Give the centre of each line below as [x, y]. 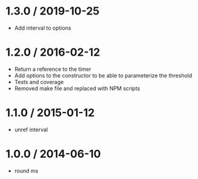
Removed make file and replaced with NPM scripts [77, 88]
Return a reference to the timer [53, 69]
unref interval [31, 129]
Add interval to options [43, 28]
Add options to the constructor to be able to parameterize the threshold [103, 75]
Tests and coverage [39, 82]
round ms [26, 171]
